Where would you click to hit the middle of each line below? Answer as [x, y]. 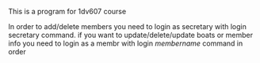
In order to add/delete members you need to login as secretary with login [128, 26]
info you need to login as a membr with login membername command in [126, 43]
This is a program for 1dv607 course [67, 11]
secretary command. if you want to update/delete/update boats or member [131, 35]
